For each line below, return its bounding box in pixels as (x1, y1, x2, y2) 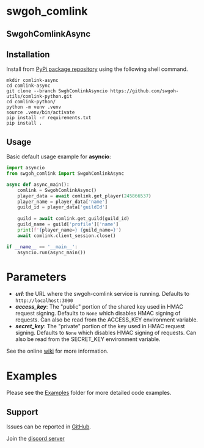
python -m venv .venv (6, 104, 62, 111)
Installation (6, 49, 50, 59)
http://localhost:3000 (15, 298, 73, 304)
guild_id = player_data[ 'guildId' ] (17, 204, 108, 210)
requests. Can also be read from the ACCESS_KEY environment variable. (15, 316, 199, 323)
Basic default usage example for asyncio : (6, 153, 111, 160)
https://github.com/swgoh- (110, 88, 179, 94)
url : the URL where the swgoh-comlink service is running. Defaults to (15, 290, 190, 298)
